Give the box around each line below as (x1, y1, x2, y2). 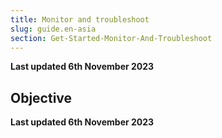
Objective (10, 89, 73, 106)
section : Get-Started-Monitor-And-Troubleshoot (10, 33, 213, 43)
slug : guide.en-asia (10, 24, 97, 34)
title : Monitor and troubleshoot (10, 14, 150, 25)
